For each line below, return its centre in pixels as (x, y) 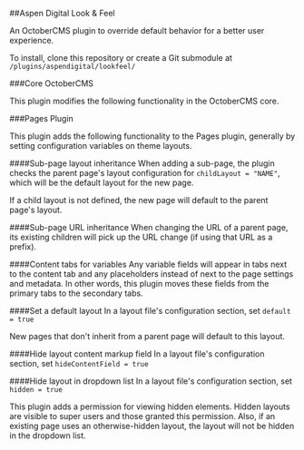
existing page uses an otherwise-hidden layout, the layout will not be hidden (152, 426)
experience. (32, 40)
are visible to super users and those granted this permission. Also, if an (142, 416)
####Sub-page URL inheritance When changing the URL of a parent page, (149, 227)
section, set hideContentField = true (79, 363)
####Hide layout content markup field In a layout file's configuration (137, 354)
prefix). (23, 247)
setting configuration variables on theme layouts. (101, 146)
